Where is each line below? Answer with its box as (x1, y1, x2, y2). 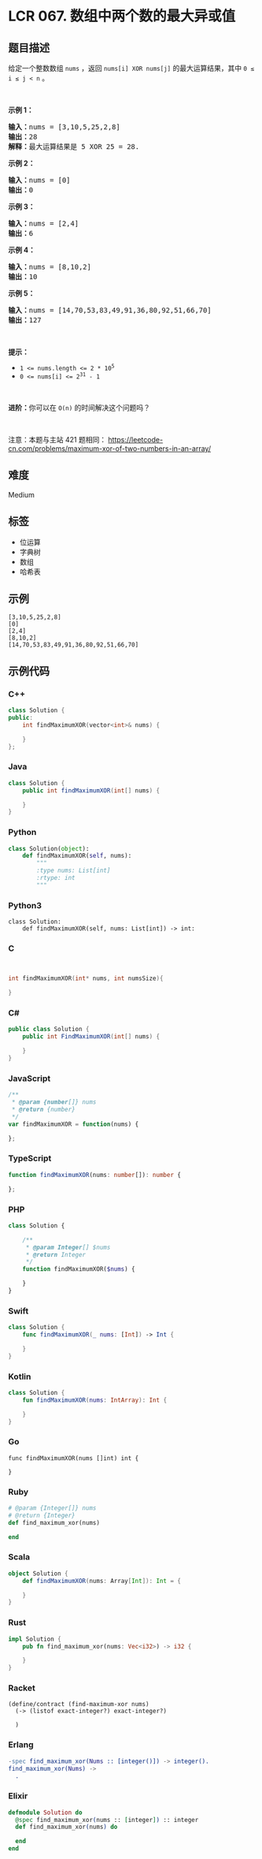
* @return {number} (11, 1105, 76, 1114)
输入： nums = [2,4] (8, 219, 79, 228)
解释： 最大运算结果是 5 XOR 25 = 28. (8, 143, 140, 151)
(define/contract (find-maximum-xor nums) (8, 1701, 149, 1708)
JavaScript (8, 1073, 51, 1084)
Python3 (8, 900, 42, 911)
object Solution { (8, 1570, 68, 1578)
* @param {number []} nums (11, 1098, 97, 1106)
